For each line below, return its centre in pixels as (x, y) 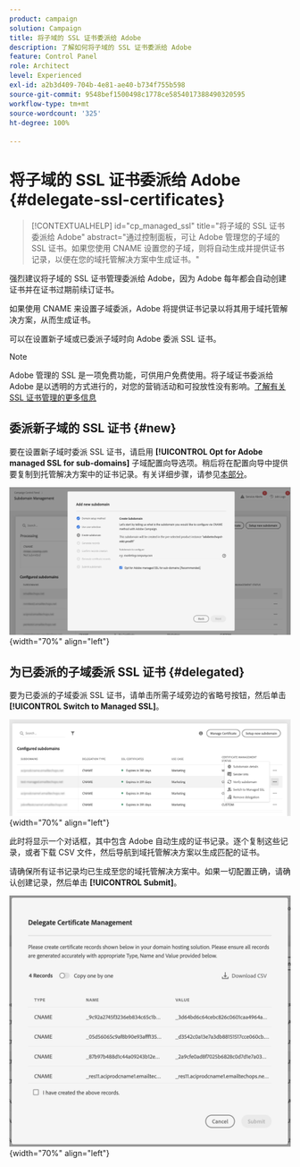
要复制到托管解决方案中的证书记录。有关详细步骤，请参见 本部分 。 (130, 473)
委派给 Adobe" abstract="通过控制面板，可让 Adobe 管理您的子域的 (155, 237)
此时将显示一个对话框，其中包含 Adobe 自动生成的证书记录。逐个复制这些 (145, 840)
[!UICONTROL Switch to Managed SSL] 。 (87, 706)
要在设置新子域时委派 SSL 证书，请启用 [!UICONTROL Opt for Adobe (136, 451)
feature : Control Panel (54, 57)
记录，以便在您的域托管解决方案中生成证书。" (115, 260)
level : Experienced (46, 76)
